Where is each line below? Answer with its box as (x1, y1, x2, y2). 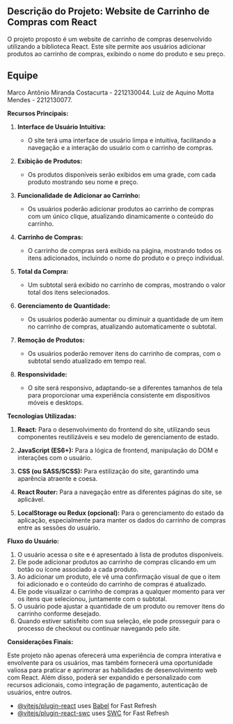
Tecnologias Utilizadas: (7, 411, 77, 420)
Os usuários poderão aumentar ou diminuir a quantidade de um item (27, 315, 224, 323)
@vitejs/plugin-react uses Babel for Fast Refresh (17, 701, 157, 709)
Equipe (7, 69, 38, 82)
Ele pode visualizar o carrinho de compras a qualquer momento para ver (17, 587, 225, 595)
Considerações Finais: (7, 637, 74, 645)
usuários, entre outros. (7, 688, 72, 696)
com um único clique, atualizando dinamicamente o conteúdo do (27, 212, 214, 220)
